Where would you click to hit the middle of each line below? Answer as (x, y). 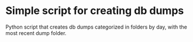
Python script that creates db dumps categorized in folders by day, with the (96, 27)
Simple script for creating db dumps (95, 11)
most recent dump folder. (36, 33)
